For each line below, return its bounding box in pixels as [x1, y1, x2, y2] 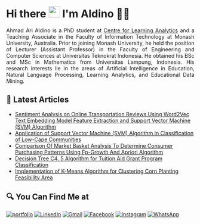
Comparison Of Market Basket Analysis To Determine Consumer [14, 142, 173, 149]
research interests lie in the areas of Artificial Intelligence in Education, [6, 64, 195, 71]
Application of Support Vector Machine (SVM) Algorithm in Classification [14, 129, 194, 136]
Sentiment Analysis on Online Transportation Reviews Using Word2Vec [14, 110, 190, 117]
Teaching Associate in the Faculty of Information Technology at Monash [6, 33, 195, 40]
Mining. [6, 77, 25, 85]
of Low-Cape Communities [14, 136, 82, 143]
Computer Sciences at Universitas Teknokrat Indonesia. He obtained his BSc [6, 52, 195, 59]
